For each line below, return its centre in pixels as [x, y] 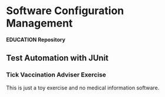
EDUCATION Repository [36, 39]
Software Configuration [65, 11]
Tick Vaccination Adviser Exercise [56, 75]
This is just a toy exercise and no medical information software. [83, 88]
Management [39, 23]
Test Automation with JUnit [57, 58]
